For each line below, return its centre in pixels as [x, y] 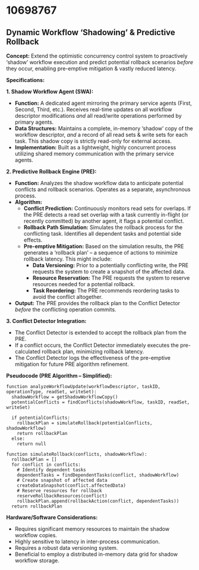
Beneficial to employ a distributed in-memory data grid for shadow [96, 554]
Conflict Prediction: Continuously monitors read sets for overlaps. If [107, 208]
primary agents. [34, 122]
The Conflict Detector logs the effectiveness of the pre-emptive [93, 358]
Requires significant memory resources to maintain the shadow [92, 529]
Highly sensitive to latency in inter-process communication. [87, 541]
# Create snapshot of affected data [62, 480]
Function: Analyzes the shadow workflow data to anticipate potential [99, 183]
